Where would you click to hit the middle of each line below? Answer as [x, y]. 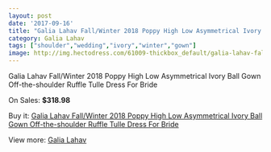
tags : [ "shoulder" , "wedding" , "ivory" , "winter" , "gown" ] [102, 46]
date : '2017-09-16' [41, 23]
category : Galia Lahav [46, 38]
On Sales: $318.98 [40, 100]
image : [19, 53]
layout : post [30, 16]
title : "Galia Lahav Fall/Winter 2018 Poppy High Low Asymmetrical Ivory [135, 31]
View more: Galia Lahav [48, 140]
